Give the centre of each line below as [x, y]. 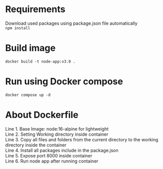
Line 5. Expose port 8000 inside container [49, 155]
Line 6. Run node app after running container [52, 161]
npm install [18, 28]
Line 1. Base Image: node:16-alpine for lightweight [57, 129]
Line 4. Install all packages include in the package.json [62, 150]
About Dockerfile [42, 115]
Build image [31, 48]
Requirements [35, 9]
